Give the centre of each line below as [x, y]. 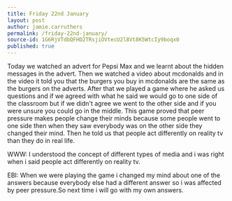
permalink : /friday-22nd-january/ [58, 33]
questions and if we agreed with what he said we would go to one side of [113, 96]
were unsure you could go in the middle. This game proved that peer [106, 111]
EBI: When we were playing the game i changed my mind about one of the [114, 175]
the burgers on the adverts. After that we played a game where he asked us [116, 89]
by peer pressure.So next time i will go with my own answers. [95, 190]
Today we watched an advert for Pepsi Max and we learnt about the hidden [116, 66]
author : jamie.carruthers [45, 27]
